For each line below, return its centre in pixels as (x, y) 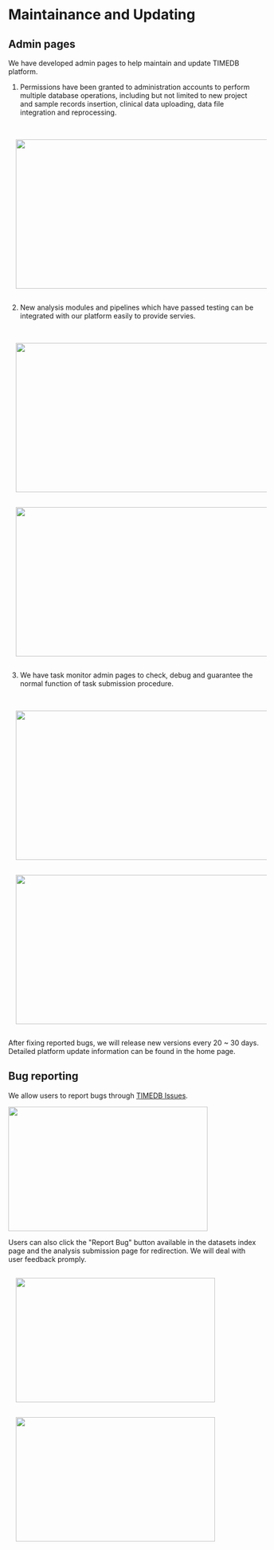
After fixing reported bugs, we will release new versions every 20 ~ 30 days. (134, 1043)
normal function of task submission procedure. (96, 683)
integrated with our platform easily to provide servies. (108, 316)
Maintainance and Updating (102, 15)
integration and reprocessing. (68, 112)
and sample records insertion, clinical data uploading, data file (122, 104)
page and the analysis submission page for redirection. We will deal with (127, 1251)
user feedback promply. (47, 1259)
